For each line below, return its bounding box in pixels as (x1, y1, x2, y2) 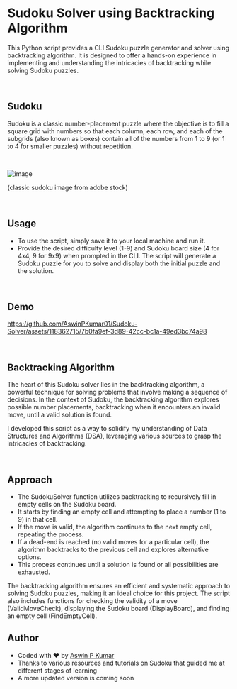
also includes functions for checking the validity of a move (7, 597, 178, 605)
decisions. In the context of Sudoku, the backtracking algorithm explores (7, 395, 219, 404)
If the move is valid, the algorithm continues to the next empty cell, (17, 523, 212, 531)
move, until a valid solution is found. (7, 410, 112, 419)
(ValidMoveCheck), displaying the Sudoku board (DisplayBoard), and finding (7, 605, 230, 612)
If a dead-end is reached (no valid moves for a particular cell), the (17, 538, 210, 546)
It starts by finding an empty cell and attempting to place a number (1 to (17, 507, 226, 516)
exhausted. (17, 568, 51, 576)
